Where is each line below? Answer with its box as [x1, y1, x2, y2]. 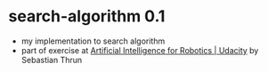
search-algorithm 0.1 [8, 6, 166, 27]
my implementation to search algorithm [20, 36, 166, 46]
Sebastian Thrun [20, 54, 83, 65]
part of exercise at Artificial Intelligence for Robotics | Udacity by [20, 44, 259, 55]
